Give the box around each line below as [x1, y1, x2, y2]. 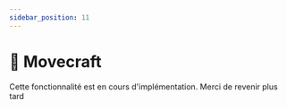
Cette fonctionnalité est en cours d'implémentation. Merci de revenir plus [9, 81, 279, 92]
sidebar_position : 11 [9, 13, 90, 22]
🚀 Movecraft [9, 51, 102, 71]
